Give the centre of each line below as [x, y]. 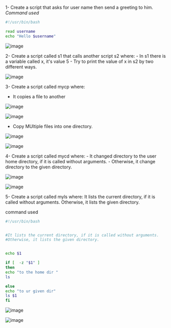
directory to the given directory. [39, 167]
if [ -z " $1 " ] [23, 263]
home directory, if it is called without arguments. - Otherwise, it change [80, 161]
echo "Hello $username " [31, 36]
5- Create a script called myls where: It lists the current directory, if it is [80, 196]
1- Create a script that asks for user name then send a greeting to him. [79, 7]
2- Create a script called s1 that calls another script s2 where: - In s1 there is [86, 56]
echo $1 [14, 254]
